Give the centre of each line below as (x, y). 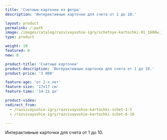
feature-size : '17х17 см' (32, 87)
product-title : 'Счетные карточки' (42, 64)
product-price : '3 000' (30, 73)
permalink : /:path (24, 28)
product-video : (21, 100)
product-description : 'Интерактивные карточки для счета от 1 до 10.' (80, 69)
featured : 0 (17, 50)
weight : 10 (16, 46)
